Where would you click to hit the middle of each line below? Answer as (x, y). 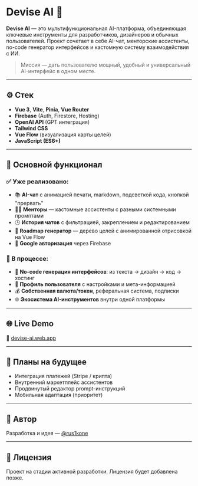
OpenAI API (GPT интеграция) (52, 122)
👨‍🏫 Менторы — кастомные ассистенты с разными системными (95, 209)
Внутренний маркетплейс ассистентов (64, 382)
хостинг (24, 278)
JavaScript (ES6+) (37, 140)
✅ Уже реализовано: (37, 182)
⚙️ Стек (20, 95)
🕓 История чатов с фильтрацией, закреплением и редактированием (102, 222)
